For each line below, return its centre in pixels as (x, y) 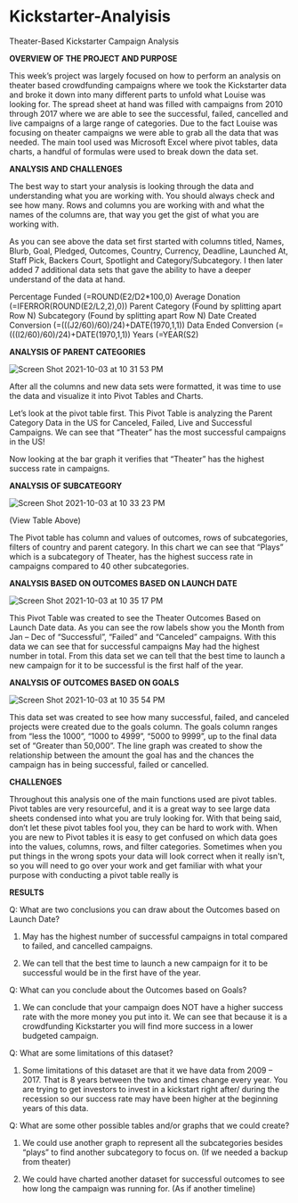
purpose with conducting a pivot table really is (94, 875)
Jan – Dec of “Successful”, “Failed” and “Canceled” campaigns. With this (143, 636)
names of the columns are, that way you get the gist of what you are (134, 214)
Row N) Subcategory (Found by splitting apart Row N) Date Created (133, 315)
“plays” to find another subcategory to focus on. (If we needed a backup (155, 1152)
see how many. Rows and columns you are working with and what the (137, 205)
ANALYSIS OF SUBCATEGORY (66, 485)
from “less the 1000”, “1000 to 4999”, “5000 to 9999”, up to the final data (143, 736)
